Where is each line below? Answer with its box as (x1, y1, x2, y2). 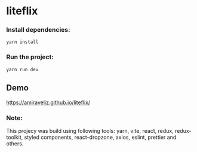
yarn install (6, 39, 39, 45)
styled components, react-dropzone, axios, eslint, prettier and (24, 133, 177, 141)
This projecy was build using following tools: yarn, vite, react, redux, (6, 127, 174, 134)
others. (6, 139, 24, 147)
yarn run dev (6, 66, 39, 72)
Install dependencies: (6, 26, 70, 34)
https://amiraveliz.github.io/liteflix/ (6, 99, 91, 106)
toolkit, (6, 133, 23, 141)
